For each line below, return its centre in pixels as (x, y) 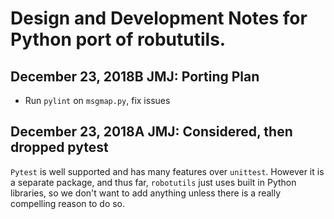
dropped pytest (59, 147)
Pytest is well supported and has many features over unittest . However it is (167, 171)
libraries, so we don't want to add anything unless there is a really (146, 193)
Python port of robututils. (118, 39)
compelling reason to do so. (68, 203)
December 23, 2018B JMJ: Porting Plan (135, 76)
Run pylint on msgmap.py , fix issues (97, 100)
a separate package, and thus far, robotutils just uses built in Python (153, 182)
